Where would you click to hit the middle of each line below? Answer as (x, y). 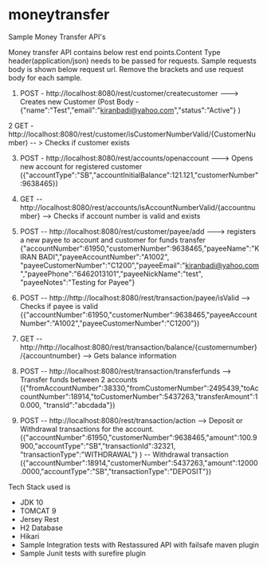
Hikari (29, 536)
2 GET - (21, 125)
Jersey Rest (39, 519)
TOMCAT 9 (38, 511)
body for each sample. (45, 77)
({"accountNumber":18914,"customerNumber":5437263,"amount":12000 (139, 463)
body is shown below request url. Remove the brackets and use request (126, 69)
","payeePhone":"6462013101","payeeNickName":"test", (111, 274)
